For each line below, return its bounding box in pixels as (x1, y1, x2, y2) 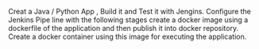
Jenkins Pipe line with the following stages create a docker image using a (8, 15, 249, 24)
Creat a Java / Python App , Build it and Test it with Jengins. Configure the (8, 7, 252, 16)
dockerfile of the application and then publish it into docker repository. (8, 24, 239, 32)
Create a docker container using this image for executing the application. (8, 32, 247, 41)
